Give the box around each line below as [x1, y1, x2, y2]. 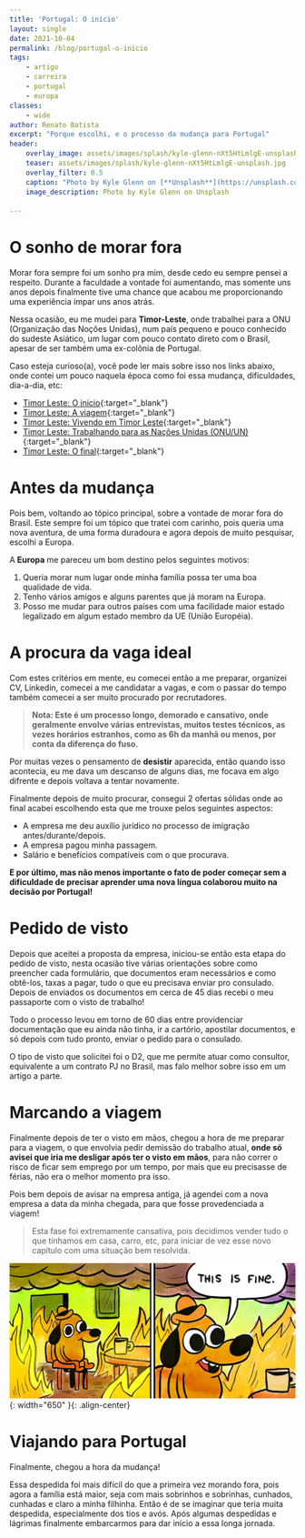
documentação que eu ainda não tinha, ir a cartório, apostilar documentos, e [9, 1024, 296, 1034]
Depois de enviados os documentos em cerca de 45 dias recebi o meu [9, 987, 274, 998]
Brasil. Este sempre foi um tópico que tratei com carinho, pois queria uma [9, 518, 284, 528]
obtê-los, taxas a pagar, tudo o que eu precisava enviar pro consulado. [9, 978, 274, 988]
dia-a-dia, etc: [9, 380, 63, 391]
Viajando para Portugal [9, 1432, 187, 1453]
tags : [9, 53, 30, 63]
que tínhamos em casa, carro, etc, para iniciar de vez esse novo [31, 1235, 271, 1246]
